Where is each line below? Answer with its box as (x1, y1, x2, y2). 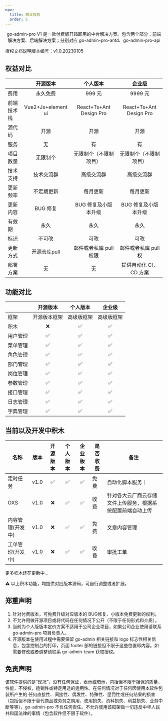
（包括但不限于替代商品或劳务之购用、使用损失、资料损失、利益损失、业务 (5, 698, 158, 704)
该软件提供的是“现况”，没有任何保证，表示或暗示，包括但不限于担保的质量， (5, 679, 162, 685)
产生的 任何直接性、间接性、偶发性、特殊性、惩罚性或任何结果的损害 (13, 691, 155, 697)
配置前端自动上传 (111, 507, 152, 514)
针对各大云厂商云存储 (106, 492, 157, 499)
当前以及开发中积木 (5, 427, 64, 435)
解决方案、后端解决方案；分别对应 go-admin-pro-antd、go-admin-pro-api (7, 37, 161, 43)
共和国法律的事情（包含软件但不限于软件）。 (5, 710, 95, 716)
